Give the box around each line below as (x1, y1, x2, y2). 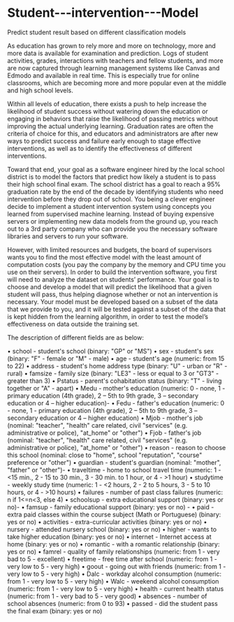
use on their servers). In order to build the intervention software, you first (7, 268, 217, 276)
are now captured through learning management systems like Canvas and (7, 64, 220, 72)
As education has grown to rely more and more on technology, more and (7, 41, 217, 50)
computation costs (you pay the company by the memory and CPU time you (7, 260, 226, 268)
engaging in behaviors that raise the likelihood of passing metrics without (7, 114, 219, 123)
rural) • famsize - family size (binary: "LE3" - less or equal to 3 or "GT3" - (7, 369, 219, 377)
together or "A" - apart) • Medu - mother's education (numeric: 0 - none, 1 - (7, 384, 226, 392)
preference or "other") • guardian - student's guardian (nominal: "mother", (7, 458, 221, 466)
